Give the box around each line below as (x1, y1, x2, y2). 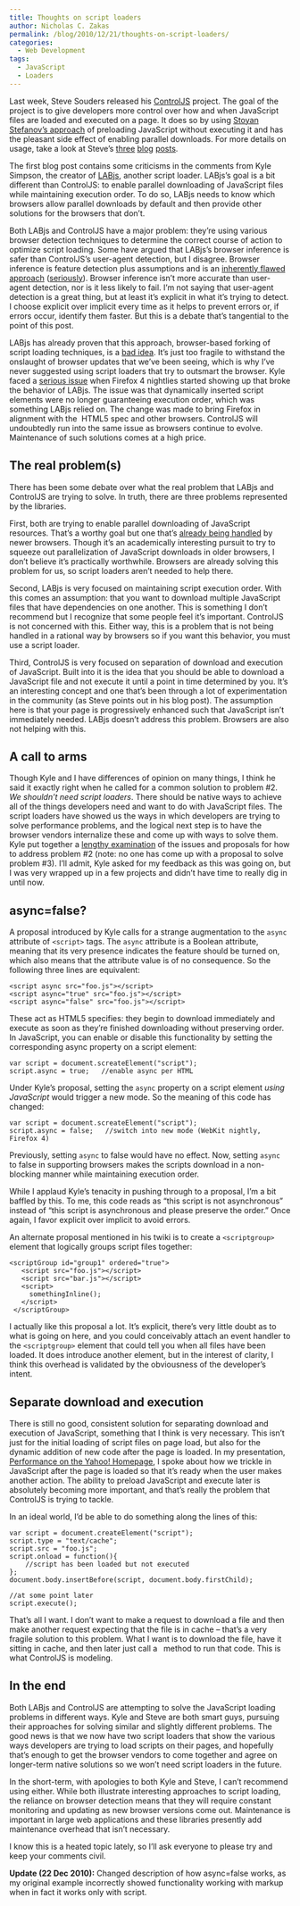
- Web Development (17, 46, 87, 55)
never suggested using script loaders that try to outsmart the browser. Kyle (9, 365, 286, 376)
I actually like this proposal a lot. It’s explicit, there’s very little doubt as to (9, 1321, 277, 1332)
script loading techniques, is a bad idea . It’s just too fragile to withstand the (9, 346, 286, 357)
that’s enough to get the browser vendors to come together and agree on (9, 1749, 279, 1760)
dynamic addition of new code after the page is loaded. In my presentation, (9, 1447, 286, 1457)
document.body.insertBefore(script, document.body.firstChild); (9, 1576, 254, 1585)
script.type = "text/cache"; (9, 1536, 118, 1545)
